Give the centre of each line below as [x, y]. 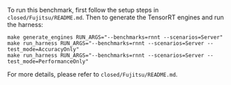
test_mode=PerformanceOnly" [48, 62]
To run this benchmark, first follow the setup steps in [83, 10]
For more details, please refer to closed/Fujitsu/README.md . [92, 74]
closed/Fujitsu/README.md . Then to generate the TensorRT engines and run [116, 17]
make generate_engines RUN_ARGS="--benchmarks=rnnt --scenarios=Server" [115, 37]
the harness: [25, 25]
